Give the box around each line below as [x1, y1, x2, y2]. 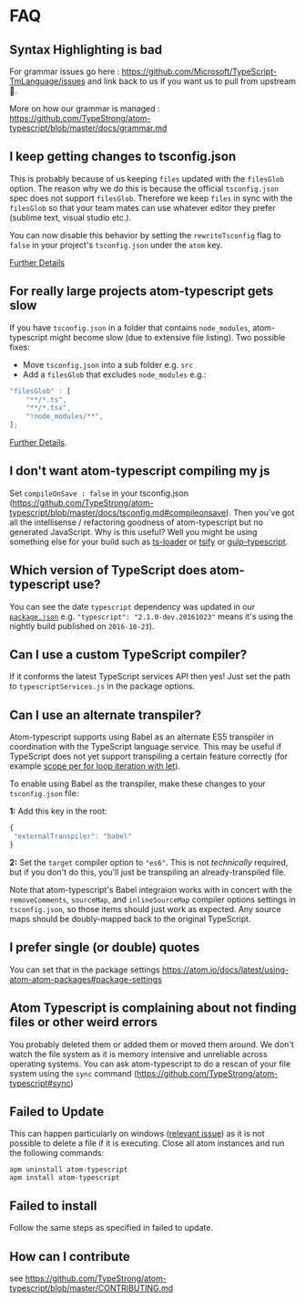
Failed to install [9, 1198, 97, 1213]
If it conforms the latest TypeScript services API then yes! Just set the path [9, 671, 291, 682]
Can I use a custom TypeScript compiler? [9, 647, 248, 663]
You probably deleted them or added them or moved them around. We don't [9, 1038, 294, 1050]
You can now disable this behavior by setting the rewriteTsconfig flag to [9, 229, 281, 240]
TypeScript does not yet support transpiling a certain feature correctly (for [9, 751, 289, 762]
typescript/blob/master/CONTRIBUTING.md [9, 1282, 174, 1293]
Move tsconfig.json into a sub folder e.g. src [22, 359, 194, 370]
